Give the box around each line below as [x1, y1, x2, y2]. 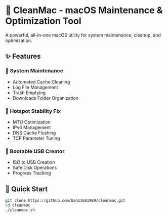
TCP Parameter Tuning [12, 135, 60, 141]
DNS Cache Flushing [12, 129, 56, 136]
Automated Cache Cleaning [12, 78, 70, 85]
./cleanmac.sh [5, 207, 35, 212]
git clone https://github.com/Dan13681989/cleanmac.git [5, 198, 125, 203]
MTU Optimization [12, 119, 51, 125]
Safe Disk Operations [12, 164, 57, 171]
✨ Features [5, 52, 41, 61]
